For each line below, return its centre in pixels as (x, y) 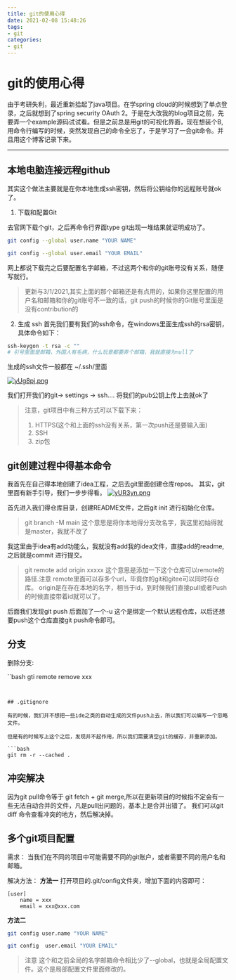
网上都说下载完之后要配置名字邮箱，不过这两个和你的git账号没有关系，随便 (116, 267)
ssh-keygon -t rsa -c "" (44, 346)
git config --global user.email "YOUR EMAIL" (75, 253)
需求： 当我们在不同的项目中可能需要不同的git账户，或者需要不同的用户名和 (117, 857)
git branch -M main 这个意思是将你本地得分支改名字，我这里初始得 (121, 523)
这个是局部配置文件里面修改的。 (83, 969)
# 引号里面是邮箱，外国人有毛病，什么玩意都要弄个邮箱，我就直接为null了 (100, 352)
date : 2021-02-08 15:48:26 (47, 20)
